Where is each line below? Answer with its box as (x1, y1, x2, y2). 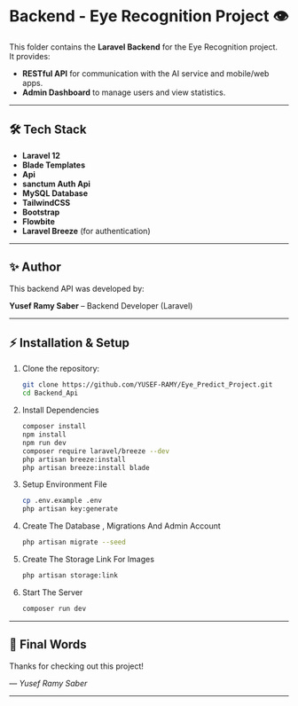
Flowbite (21, 216, 56, 226)
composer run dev (21, 604, 87, 613)
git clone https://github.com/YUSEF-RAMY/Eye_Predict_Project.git (21, 380, 273, 389)
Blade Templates (21, 160, 86, 170)
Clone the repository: (21, 364, 100, 374)
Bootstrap (21, 207, 60, 217)
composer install (21, 422, 87, 431)
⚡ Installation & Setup (9, 335, 130, 350)
